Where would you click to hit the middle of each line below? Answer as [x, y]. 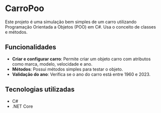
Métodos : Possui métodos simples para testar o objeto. [67, 69]
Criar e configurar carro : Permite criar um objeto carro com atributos [81, 59]
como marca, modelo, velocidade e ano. [52, 64]
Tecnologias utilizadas [40, 90]
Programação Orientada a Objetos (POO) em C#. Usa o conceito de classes [80, 27]
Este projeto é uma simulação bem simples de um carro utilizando [71, 22]
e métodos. [16, 32]
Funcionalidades [31, 47]
